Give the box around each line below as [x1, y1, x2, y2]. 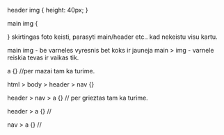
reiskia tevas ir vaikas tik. [7, 53, 79, 62]
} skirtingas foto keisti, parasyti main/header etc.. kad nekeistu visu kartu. [7, 33, 218, 41]
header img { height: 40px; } [7, 6, 88, 14]
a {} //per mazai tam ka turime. [7, 67, 95, 75]
